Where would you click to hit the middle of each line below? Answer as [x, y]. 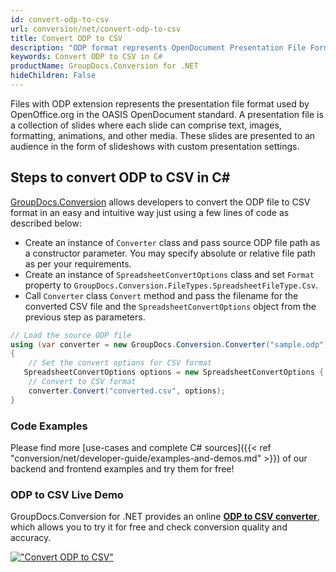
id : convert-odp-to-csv [60, 19]
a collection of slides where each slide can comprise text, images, [146, 125]
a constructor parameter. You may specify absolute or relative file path [170, 253]
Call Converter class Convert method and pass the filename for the [161, 295]
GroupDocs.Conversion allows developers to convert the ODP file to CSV [160, 202]
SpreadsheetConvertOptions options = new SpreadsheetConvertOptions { [174, 372]
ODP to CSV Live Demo [67, 494]
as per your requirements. [78, 263]
